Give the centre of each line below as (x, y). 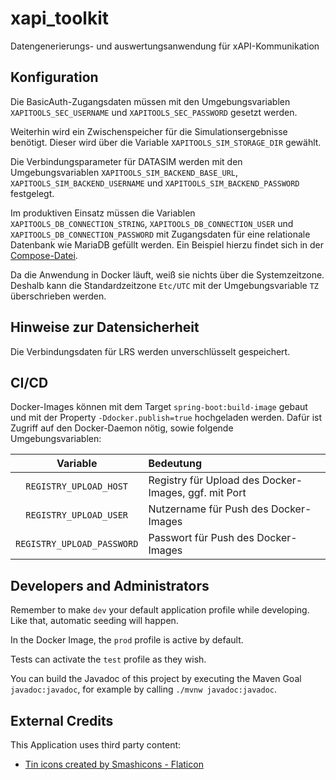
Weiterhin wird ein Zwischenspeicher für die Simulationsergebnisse (149, 131)
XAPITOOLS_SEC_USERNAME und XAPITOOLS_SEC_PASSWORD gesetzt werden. (154, 112)
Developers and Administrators (110, 585)
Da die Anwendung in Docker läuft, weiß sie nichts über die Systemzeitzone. (167, 274)
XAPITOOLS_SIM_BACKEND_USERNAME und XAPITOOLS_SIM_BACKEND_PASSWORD (155, 183)
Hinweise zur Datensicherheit (105, 327)
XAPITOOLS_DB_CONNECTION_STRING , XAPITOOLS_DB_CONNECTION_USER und (152, 223)
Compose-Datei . (44, 255)
